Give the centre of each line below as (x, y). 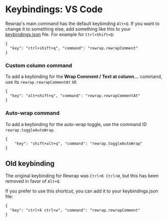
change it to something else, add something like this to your (68, 29)
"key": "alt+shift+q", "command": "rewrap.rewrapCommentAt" (75, 96)
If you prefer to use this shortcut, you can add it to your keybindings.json (82, 191)
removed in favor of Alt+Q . (33, 181)
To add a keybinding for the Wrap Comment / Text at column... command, (84, 77)
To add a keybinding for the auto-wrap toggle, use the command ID (76, 124)
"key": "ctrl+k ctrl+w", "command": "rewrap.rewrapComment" (75, 210)
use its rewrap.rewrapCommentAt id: (41, 82)
